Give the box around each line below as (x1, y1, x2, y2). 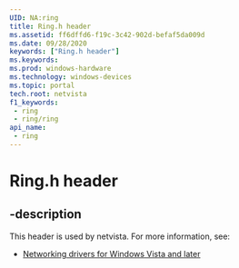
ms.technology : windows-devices (9, 73, 132, 82)
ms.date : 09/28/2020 (9, 38, 88, 48)
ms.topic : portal (9, 81, 75, 90)
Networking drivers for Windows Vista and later (22, 248, 201, 259)
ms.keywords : (9, 55, 59, 65)
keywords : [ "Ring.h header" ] (9, 47, 120, 56)
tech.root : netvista (9, 89, 88, 98)
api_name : (9, 124, 47, 133)
